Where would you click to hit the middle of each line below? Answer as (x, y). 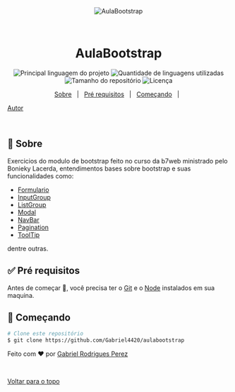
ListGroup (32, 204)
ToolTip (29, 235)
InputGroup (34, 197)
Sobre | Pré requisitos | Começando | (117, 94)
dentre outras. (28, 248)
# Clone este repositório (45, 334)
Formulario (33, 190)
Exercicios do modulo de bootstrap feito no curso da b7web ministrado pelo (117, 161)
